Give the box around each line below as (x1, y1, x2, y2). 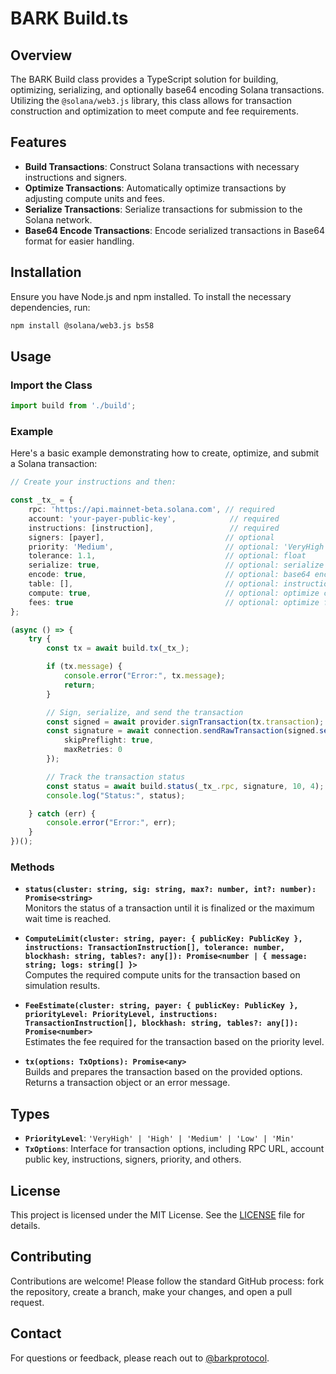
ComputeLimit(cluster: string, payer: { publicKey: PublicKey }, (24, 934, 303, 944)
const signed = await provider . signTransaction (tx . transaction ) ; (46, 717, 325, 727)
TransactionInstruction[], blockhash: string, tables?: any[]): (24, 1018, 299, 1029)
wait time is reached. (24, 913, 112, 925)
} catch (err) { (28, 808, 97, 819)
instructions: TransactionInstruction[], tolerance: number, (24, 943, 286, 953)
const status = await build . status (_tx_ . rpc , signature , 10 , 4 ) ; (46, 781, 325, 791)
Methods (10, 860, 55, 874)
